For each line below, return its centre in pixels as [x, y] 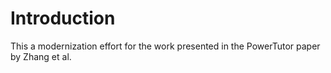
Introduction [63, 18]
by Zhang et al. [41, 56]
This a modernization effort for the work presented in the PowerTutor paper [165, 46]
